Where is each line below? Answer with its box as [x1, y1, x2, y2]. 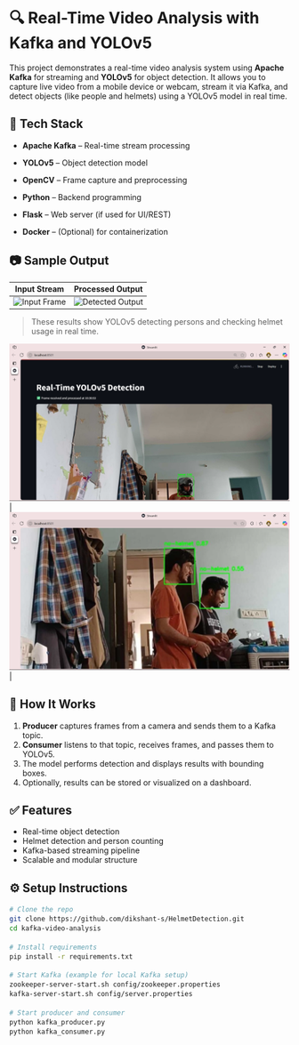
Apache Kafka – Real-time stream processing [21, 140, 190, 150]
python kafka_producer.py [9, 1017, 105, 1026]
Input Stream [14, 284, 65, 294]
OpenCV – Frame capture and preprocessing [21, 174, 188, 185]
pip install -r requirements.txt [9, 952, 133, 961]
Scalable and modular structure [21, 855, 138, 865]
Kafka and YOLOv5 [9, 33, 153, 53]
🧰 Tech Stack [9, 117, 84, 132]
